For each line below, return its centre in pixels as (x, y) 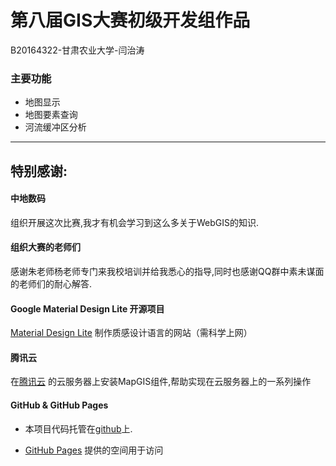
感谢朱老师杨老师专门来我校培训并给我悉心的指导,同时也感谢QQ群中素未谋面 (167, 272)
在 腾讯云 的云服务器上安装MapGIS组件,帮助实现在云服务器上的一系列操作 (161, 382)
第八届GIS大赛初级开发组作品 (130, 20)
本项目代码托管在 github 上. (78, 428)
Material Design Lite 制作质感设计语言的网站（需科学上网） (131, 333)
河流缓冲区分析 (55, 127)
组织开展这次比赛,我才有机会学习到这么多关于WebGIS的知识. (135, 222)
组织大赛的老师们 (45, 247)
